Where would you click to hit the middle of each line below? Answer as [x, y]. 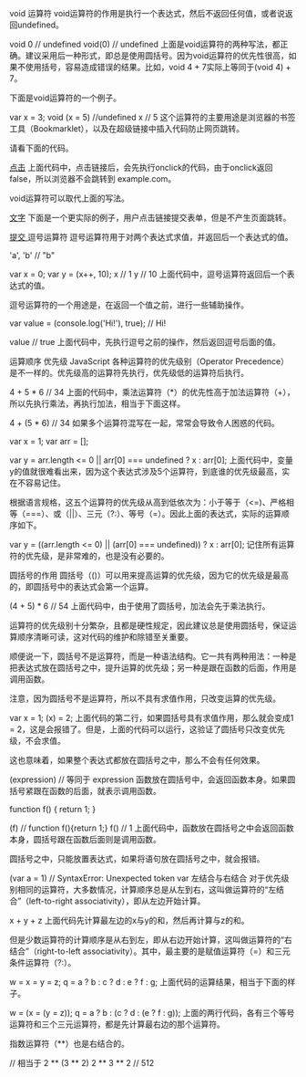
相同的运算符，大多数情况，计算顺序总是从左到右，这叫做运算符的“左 [147, 889]
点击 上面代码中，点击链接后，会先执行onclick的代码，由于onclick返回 [141, 167]
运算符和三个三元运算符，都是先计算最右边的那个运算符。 [117, 1024]
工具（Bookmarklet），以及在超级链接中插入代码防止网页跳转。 [127, 129]
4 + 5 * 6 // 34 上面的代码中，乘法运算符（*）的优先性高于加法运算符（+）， [152, 392]
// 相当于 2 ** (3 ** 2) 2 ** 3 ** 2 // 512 [82, 1063]
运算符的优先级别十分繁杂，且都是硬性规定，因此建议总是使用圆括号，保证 [149, 625]
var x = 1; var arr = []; [49, 441]
